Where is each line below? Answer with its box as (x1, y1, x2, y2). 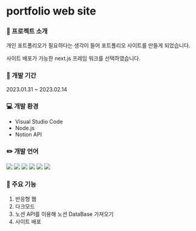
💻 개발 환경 (6, 102, 39, 110)
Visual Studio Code (15, 118, 64, 126)
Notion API (15, 131, 42, 138)
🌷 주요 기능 (6, 180, 36, 189)
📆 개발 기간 (6, 72, 36, 80)
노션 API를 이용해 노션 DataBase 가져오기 (15, 210, 114, 218)
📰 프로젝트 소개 (6, 27, 48, 36)
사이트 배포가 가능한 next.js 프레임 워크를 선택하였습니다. (6, 55, 141, 62)
